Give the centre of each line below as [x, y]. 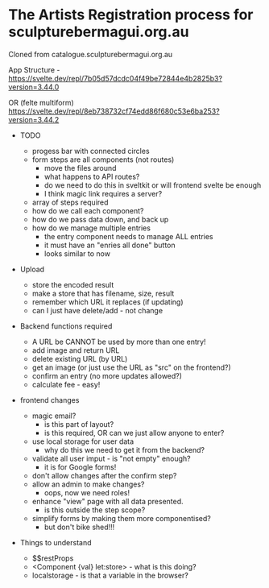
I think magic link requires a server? [103, 193]
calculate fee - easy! [66, 384]
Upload [32, 269]
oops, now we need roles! [87, 492]
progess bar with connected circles [91, 151]
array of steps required [70, 202]
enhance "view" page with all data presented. [108, 501]
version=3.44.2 [34, 119]
